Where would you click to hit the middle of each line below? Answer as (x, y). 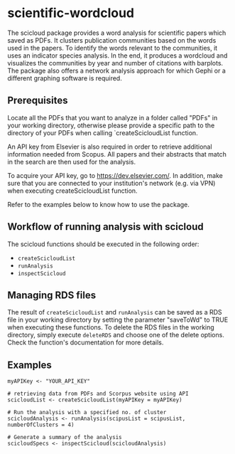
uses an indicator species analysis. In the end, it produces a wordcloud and (117, 56)
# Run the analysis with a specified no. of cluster (87, 413)
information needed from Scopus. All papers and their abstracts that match (117, 154)
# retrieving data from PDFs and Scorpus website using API (98, 394)
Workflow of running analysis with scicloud (105, 227)
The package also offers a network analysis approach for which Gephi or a (116, 70)
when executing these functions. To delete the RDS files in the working (111, 327)
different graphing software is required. (65, 78)
